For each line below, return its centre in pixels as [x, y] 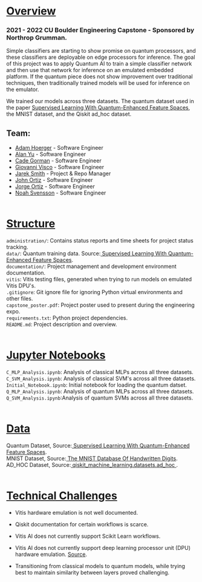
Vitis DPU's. [21, 286]
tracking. [17, 247]
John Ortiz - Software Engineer [54, 180]
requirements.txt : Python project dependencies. [67, 318]
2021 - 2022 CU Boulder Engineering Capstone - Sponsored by [100, 30]
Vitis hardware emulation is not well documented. [77, 513]
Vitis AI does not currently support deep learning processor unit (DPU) [103, 548]
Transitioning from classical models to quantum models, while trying [100, 566]
